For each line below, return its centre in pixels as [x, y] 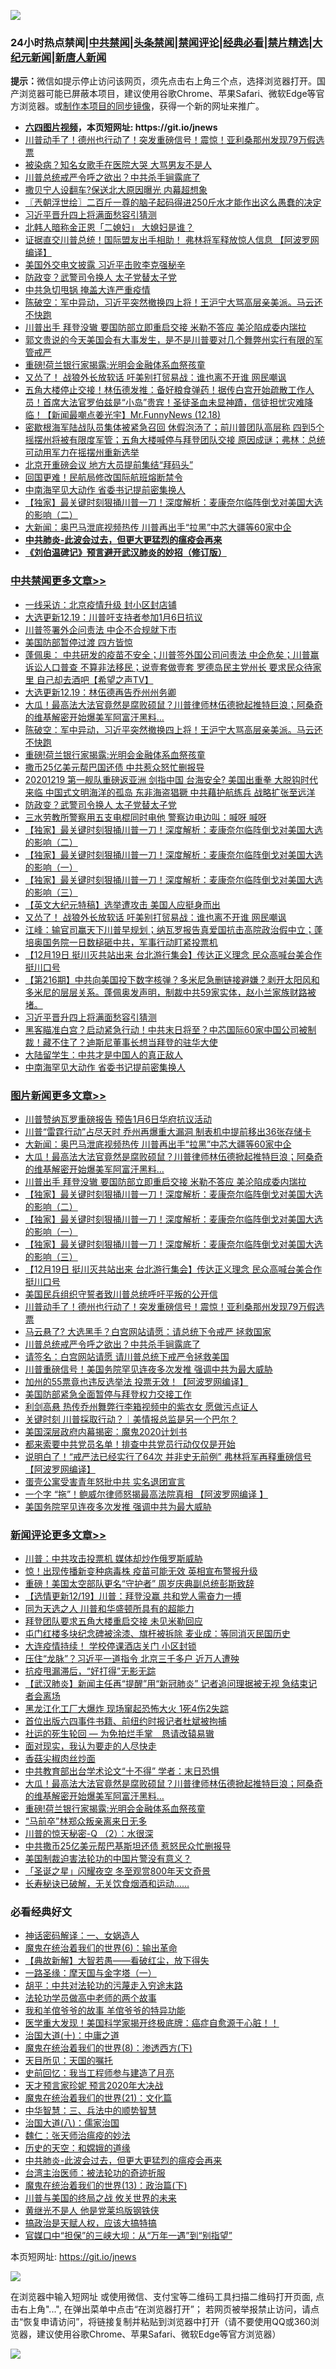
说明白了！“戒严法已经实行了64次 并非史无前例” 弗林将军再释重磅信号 [168, 1456]
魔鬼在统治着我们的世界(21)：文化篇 [98, 2098]
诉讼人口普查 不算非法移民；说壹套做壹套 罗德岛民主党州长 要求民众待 [168, 667]
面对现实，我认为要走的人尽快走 [90, 1746]
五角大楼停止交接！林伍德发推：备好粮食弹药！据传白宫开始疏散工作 [165, 390]
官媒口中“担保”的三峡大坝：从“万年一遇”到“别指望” [128, 2236]
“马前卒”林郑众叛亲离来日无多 [86, 1821]
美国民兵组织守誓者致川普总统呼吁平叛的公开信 [121, 1294]
